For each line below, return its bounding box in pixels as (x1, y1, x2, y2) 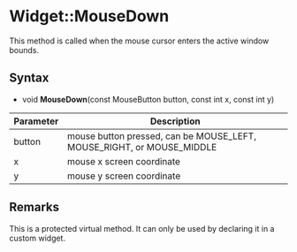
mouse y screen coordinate (66, 170, 181, 182)
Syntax (9, 71, 49, 86)
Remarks (9, 200, 60, 215)
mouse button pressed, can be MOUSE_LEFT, (66, 130, 256, 142)
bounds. (9, 44, 40, 55)
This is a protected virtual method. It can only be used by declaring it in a (9, 223, 275, 233)
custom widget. (9, 233, 66, 243)
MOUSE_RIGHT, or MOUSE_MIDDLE (66, 141, 217, 153)
